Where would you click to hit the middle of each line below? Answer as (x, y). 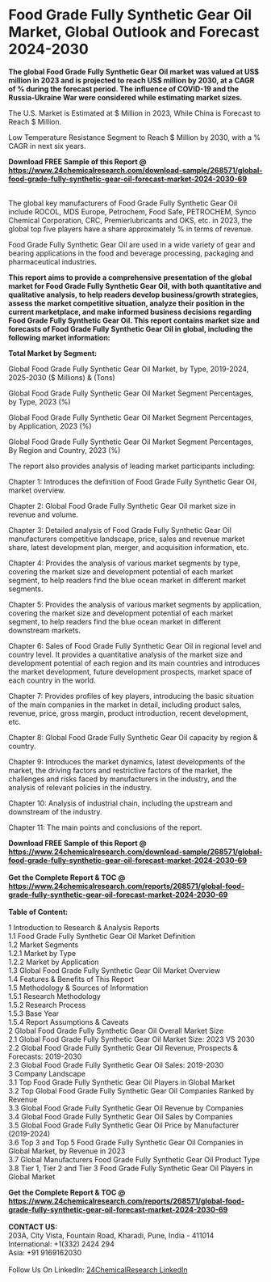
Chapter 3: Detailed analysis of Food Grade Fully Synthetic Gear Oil (120, 530)
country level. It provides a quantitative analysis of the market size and (126, 654)
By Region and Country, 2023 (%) (65, 450)
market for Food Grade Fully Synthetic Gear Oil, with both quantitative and (135, 286)
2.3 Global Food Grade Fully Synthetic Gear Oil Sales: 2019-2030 (116, 1064)
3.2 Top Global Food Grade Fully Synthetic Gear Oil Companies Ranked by (131, 1090)
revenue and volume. (44, 514)
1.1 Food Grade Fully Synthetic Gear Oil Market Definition (102, 936)
